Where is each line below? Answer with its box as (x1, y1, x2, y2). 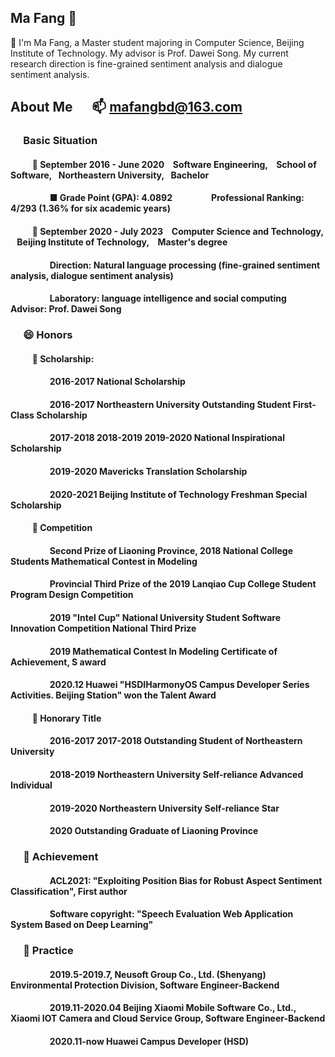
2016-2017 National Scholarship (49, 376, 186, 388)
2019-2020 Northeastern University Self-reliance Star (49, 802, 280, 814)
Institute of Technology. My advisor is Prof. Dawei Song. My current (10, 47, 289, 59)
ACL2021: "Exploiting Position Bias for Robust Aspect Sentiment (49, 874, 323, 886)
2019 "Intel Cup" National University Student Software (49, 611, 282, 623)
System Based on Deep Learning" (10, 919, 154, 931)
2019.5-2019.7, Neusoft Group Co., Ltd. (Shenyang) (49, 968, 267, 980)
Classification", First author (10, 885, 128, 897)
